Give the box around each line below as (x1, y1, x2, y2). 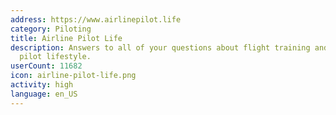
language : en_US (10, 89, 78, 99)
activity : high (10, 80, 74, 90)
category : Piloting (10, 24, 92, 34)
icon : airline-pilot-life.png (10, 71, 137, 81)
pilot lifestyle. (19, 52, 92, 62)
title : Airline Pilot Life (10, 33, 123, 43)
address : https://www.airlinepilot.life (10, 14, 182, 25)
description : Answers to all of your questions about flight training (10, 42, 311, 53)
